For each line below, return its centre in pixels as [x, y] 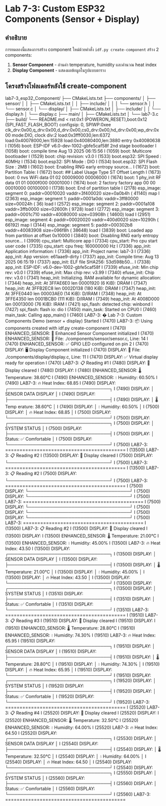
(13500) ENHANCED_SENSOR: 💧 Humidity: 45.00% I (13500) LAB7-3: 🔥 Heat [83, 543]
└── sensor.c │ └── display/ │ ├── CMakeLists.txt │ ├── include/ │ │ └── [83, 109]
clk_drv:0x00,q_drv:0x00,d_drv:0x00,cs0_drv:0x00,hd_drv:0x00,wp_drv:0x [82, 130]
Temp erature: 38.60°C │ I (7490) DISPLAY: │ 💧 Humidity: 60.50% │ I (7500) [82, 406]
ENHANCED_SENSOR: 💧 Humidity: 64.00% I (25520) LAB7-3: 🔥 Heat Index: [82, 727]
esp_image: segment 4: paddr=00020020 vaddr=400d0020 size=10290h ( [82, 220]
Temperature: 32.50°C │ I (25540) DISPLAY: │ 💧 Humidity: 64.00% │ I [76, 756]
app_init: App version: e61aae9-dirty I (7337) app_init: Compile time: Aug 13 [82, 256]
